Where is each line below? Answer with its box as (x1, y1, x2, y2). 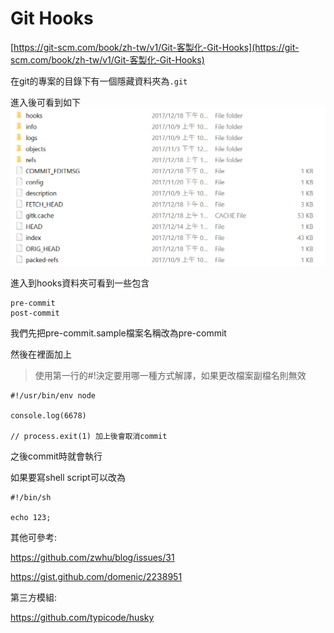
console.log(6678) (10, 411, 87, 421)
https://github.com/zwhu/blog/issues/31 (10, 552, 175, 564)
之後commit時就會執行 (10, 450, 103, 462)
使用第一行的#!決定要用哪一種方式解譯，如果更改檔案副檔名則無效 (34, 370, 307, 382)
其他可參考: (10, 532, 58, 544)
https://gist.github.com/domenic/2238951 (10, 571, 183, 583)
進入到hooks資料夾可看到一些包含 (10, 277, 150, 289)
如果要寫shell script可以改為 (10, 472, 126, 484)
